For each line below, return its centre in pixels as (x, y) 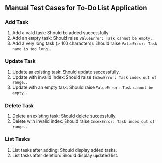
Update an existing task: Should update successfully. (66, 72)
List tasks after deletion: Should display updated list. (65, 155)
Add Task (17, 22)
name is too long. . (32, 48)
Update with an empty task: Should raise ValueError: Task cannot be (83, 87)
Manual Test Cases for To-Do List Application (76, 8)
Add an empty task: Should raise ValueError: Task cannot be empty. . (83, 38)
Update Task (20, 61)
